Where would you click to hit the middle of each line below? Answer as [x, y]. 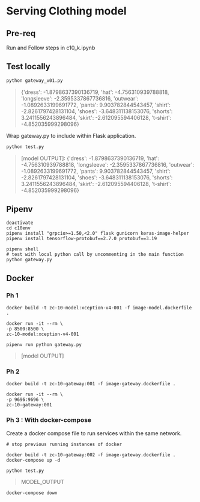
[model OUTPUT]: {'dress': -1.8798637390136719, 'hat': [90, 158]
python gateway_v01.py [35, 80]
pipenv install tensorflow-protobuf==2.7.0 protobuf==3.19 [82, 239]
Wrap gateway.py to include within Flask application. [71, 135]
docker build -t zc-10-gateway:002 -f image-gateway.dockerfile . [91, 455]
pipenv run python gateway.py [44, 345]
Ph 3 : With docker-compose [49, 420]
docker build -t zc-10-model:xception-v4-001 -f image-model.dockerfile [99, 308]
